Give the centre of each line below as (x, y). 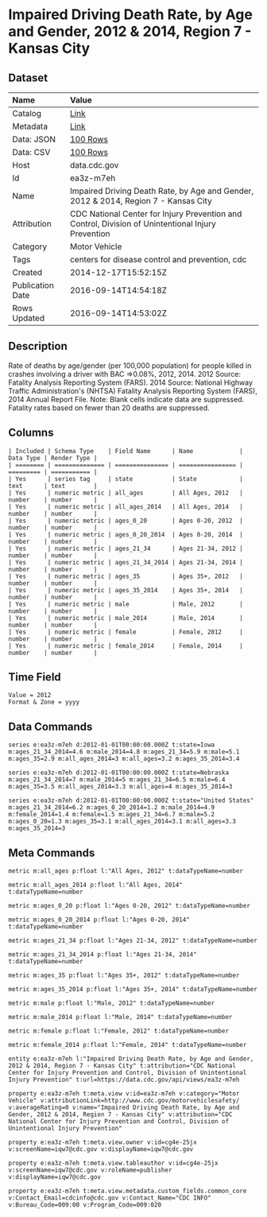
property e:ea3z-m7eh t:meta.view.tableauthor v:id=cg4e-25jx (113, 1163)
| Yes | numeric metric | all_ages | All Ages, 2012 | (126, 493)
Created (27, 272)
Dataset (28, 78)
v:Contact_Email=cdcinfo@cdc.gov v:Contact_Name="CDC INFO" (110, 1198)
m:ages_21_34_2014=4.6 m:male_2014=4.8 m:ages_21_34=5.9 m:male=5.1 (124, 752)
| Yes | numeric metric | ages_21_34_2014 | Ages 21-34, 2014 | (126, 562)
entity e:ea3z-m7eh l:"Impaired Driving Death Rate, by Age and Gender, (131, 1059)
